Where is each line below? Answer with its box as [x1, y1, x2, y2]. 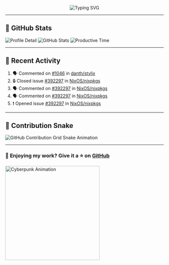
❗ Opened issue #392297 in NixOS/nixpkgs [12, 100, 101, 106]
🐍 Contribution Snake [5, 121, 74, 130]
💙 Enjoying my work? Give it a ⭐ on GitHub [5, 152, 110, 159]
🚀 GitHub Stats [5, 24, 52, 33]
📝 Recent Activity [5, 57, 61, 65]
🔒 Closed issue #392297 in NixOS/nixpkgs [12, 78, 101, 84]
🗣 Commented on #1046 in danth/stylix [12, 70, 96, 76]
